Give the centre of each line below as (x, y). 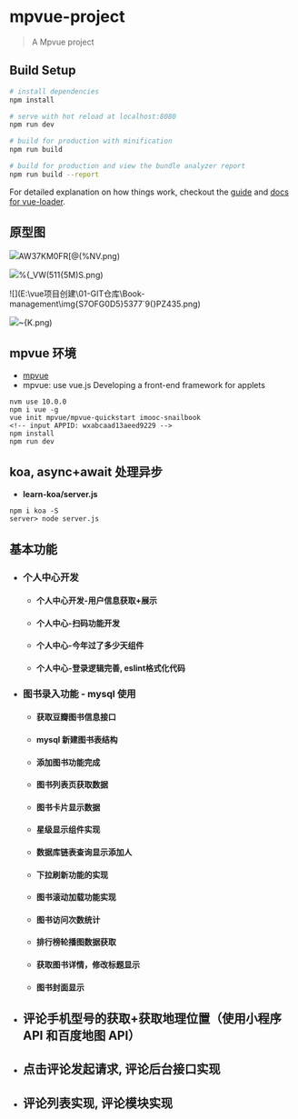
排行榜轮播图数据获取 (76, 942)
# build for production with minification (91, 141)
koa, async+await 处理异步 (86, 471)
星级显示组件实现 (68, 830)
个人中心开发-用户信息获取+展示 (96, 601)
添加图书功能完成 (68, 762)
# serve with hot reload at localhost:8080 (93, 116)
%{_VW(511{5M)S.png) (61, 275)
